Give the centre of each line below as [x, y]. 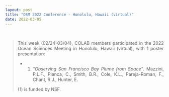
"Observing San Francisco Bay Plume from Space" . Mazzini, [98, 69]
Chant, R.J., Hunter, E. [55, 80]
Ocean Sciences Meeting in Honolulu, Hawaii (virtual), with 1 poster [91, 49]
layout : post [19, 10]
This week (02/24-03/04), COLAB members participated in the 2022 [91, 43]
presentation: [31, 54]
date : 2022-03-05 [23, 19]
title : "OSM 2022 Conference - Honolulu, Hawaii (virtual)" [70, 15]
